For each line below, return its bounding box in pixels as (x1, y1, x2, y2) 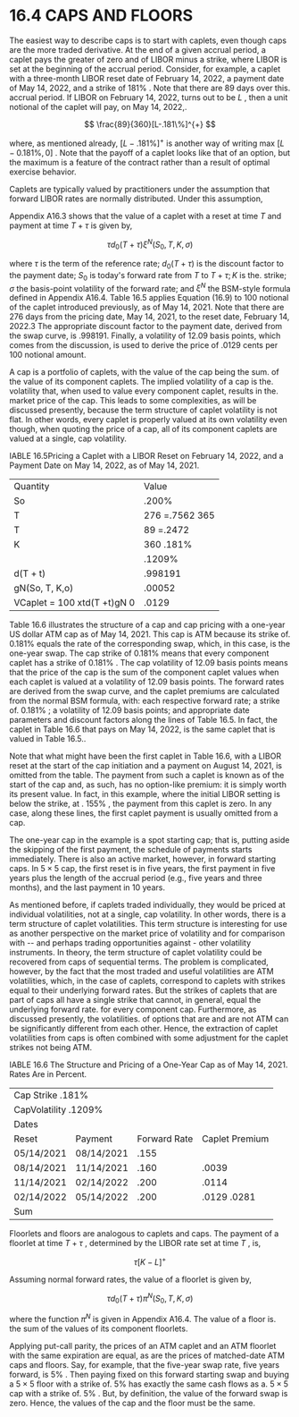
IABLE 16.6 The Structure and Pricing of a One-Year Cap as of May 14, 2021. (9, 1059, 288, 1070)
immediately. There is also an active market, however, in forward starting (9, 853, 277, 864)
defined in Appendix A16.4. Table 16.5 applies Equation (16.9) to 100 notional (9, 293, 289, 303)
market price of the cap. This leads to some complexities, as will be (9, 395, 257, 406)
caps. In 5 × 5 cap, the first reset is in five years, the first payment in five (9, 863, 276, 874)
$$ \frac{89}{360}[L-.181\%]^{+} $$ (84, 118, 216, 130)
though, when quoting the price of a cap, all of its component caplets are (9, 424, 278, 435)
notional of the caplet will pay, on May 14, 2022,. (9, 101, 187, 112)
